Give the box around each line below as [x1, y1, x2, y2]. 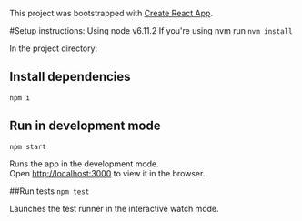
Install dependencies [9, 69, 131, 85]
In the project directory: [9, 43, 98, 54]
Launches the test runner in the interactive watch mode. [9, 203, 220, 214]
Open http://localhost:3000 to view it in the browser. [9, 167, 206, 178]
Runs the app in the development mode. [9, 158, 159, 169]
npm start [9, 142, 47, 151]
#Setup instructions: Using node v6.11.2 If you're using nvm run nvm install [9, 25, 293, 35]
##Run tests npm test [9, 186, 90, 196]
